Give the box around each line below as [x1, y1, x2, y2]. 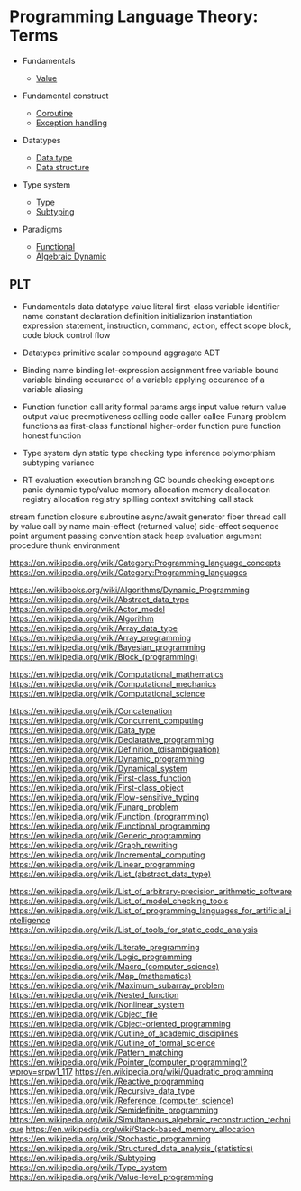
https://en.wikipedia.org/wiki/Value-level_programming [9, 1171, 214, 1182]
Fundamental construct [22, 90, 109, 101]
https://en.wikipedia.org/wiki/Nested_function [9, 989, 179, 1000]
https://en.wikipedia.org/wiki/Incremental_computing [9, 849, 205, 860]
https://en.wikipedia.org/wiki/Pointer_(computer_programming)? [9, 1057, 248, 1067]
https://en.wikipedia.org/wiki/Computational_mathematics [9, 669, 224, 680]
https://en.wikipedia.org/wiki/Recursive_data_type [9, 1085, 196, 1096]
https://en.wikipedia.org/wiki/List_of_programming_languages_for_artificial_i [9, 904, 292, 916]
